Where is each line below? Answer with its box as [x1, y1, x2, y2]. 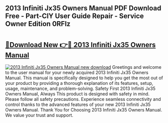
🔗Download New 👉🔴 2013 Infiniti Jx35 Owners [5, 40, 156, 49]
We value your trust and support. [5, 112, 74, 118]
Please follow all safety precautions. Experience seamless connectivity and [5, 96, 161, 102]
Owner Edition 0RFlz [5, 20, 71, 28]
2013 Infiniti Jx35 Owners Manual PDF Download [5, 4, 161, 13]
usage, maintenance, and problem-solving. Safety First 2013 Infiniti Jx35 [5, 85, 156, 91]
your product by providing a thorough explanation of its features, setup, [5, 80, 153, 86]
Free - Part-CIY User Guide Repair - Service [5, 12, 144, 21]
